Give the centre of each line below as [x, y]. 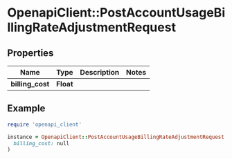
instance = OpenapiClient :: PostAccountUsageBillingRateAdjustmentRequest [116, 137]
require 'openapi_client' [44, 124]
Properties [30, 53]
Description [100, 72]
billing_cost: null [42, 143]
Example [26, 109]
